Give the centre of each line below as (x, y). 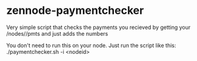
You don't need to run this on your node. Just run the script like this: (91, 45)
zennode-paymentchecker (75, 11)
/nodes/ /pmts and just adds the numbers (57, 33)
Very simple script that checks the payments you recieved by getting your (98, 27)
